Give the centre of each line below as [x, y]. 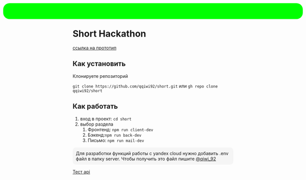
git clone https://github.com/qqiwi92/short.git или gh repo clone [145, 86]
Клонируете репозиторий [100, 76]
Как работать [95, 107]
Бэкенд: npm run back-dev [114, 135]
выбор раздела [97, 124]
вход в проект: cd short [106, 118]
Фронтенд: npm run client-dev [120, 129]
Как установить [99, 64]
